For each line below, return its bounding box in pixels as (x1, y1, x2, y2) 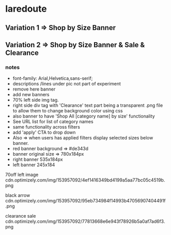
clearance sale (5, 213, 36, 219)
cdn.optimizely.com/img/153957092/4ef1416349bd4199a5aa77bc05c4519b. (5, 177, 165, 183)
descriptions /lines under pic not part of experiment (12, 81, 121, 87)
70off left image (5, 171, 39, 178)
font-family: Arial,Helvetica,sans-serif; (12, 75, 93, 81)
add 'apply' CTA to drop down (12, 129, 76, 135)
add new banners (12, 92, 50, 98)
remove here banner (12, 86, 56, 92)
